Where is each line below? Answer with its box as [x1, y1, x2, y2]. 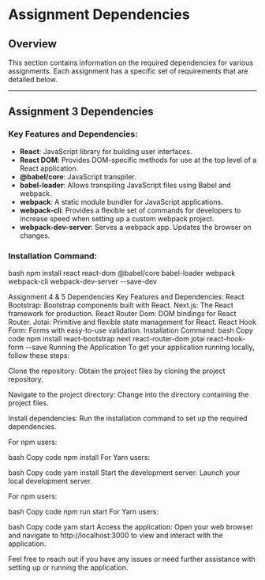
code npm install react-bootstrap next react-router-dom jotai [8, 333, 205, 343]
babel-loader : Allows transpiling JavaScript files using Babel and [19, 180, 231, 190]
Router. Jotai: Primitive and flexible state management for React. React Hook [8, 317, 256, 326]
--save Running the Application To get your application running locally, [24, 342, 255, 352]
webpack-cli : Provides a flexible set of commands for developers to [19, 205, 241, 215]
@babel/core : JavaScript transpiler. [19, 171, 136, 181]
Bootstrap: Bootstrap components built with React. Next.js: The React [8, 300, 234, 310]
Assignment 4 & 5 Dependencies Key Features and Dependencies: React [8, 292, 244, 301]
